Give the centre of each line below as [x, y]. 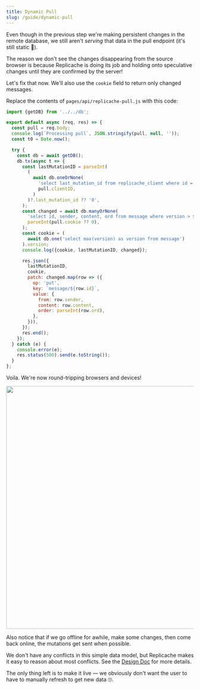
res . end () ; [35, 333]
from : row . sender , [61, 299]
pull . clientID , [57, 189]
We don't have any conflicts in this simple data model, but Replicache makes [100, 655]
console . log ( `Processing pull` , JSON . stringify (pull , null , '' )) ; [96, 134]
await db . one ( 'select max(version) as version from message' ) [106, 239]
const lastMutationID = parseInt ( [65, 167]
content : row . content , [66, 305]
